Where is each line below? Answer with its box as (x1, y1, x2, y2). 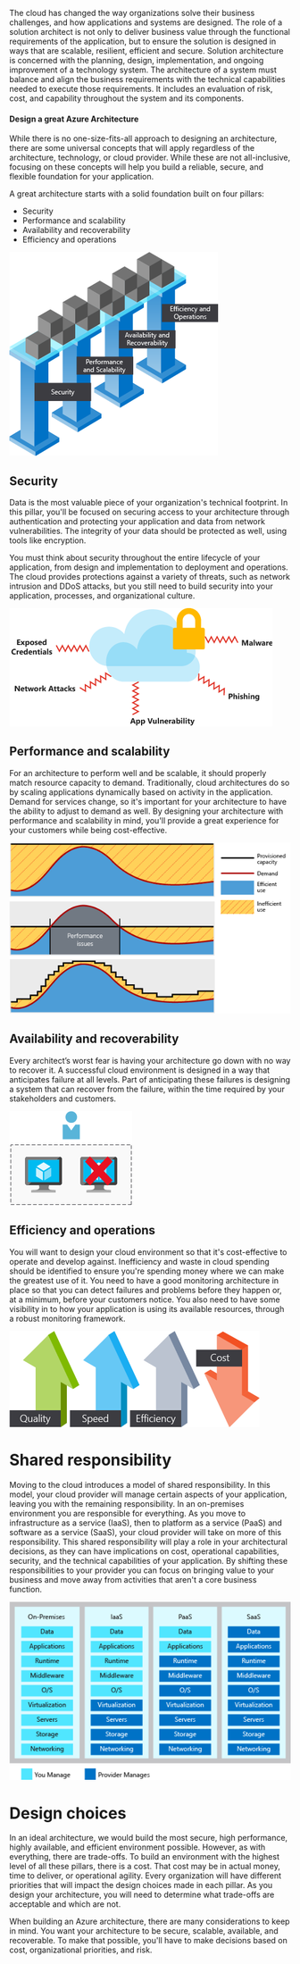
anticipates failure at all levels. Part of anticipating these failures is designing (9, 1074, 291, 1084)
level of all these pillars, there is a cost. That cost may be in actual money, (9, 1861, 281, 1872)
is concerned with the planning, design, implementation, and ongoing (9, 55, 264, 65)
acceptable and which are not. (9, 1899, 121, 1910)
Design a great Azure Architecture (9, 113, 139, 124)
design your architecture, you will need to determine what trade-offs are (9, 1889, 275, 1901)
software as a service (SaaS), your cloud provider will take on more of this (9, 1526, 282, 1537)
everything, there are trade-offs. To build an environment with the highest (9, 1851, 279, 1862)
